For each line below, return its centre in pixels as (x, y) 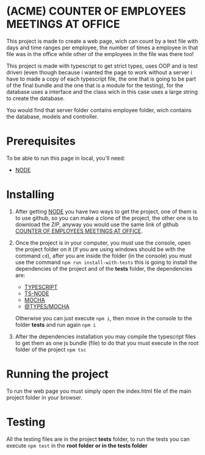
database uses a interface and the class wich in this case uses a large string (102, 91)
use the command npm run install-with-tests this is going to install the (106, 262)
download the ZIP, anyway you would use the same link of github (97, 224)
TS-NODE (37, 293)
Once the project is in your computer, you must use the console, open (103, 243)
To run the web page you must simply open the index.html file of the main (99, 391)
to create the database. (36, 98)
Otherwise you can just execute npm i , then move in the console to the (103, 318)
